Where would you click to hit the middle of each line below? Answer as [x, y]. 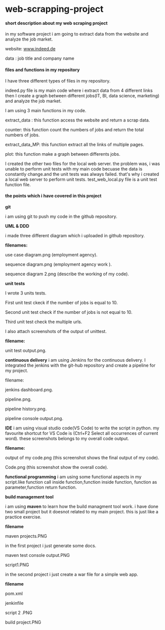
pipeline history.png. [26, 409]
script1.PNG [17, 565]
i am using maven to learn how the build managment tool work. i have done [82, 506]
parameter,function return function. [41, 487]
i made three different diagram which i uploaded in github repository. [75, 235]
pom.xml [14, 593]
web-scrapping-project [54, 9]
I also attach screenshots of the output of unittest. [56, 331]
